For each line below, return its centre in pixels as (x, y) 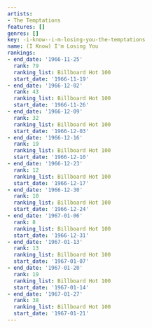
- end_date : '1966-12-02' (45, 86)
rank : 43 (26, 92)
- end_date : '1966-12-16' (45, 137)
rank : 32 (26, 118)
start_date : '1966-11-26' (51, 105)
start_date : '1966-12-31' (51, 235)
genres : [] (23, 33)
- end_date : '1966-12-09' (45, 111)
